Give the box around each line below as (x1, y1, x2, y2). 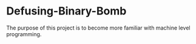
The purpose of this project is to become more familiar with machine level (6, 24, 191, 31)
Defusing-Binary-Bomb (6, 4, 127, 18)
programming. (6, 30, 42, 37)
